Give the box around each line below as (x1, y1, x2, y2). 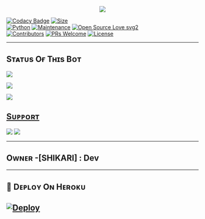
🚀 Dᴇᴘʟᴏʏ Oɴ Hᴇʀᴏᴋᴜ (6, 181, 86, 192)
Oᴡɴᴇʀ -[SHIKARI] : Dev (6, 153, 99, 164)
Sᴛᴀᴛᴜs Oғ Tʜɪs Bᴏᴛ (6, 54, 82, 64)
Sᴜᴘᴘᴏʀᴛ (6, 111, 40, 122)
